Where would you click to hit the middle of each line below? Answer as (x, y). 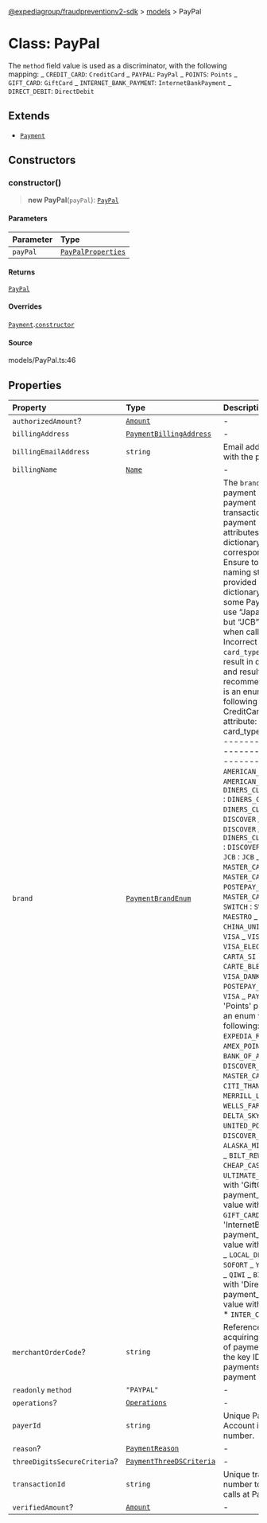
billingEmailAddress (51, 452)
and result (242, 672)
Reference (242, 1327)
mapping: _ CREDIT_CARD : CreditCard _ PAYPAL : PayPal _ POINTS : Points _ (123, 74)
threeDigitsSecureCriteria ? (65, 1462)
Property (29, 407)
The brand (242, 483)
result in (238, 662)
